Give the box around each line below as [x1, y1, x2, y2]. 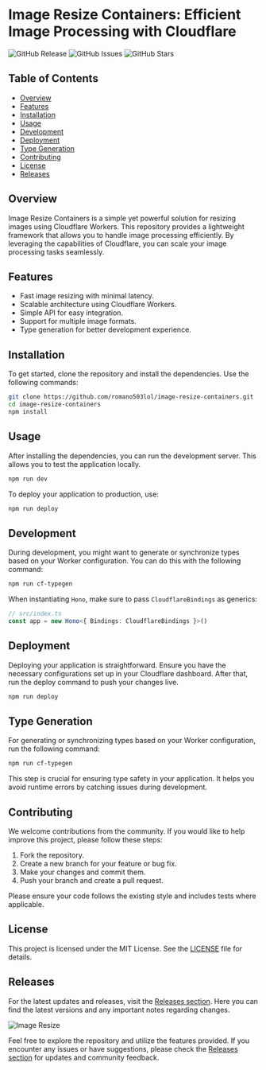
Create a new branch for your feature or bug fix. [19, 859, 177, 868]
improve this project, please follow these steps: [8, 835, 163, 844]
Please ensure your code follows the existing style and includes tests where [8, 891, 256, 901]
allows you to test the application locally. [8, 459, 141, 469]
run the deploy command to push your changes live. [8, 677, 179, 687]
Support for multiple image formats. [19, 317, 137, 326]
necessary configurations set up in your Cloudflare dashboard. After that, [8, 668, 249, 678]
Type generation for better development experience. [19, 325, 192, 335]
